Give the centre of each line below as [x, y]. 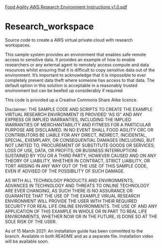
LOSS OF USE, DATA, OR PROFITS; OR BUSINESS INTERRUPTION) [71, 150]
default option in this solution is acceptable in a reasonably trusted [71, 85]
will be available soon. [27, 241]
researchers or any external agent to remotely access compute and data [77, 64]
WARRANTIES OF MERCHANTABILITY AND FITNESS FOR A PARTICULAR [78, 124]
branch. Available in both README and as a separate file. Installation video [79, 236]
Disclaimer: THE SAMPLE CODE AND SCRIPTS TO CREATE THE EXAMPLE [79, 109]
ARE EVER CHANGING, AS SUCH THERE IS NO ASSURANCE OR [69, 190]
